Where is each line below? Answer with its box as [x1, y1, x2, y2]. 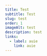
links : [5, 35, 18, 39]
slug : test [5, 16, 27, 21]
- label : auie [9, 39, 38, 44]
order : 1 [5, 20, 23, 26]
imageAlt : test [5, 25, 36, 30]
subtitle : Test [5, 12, 36, 17]
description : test [5, 30, 42, 35]
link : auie [14, 43, 36, 48]
